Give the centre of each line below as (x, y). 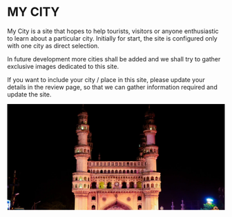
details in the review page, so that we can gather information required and (112, 87)
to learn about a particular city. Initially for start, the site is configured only (112, 38)
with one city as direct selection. (54, 45)
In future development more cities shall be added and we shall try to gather (114, 59)
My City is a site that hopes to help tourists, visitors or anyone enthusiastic (113, 31)
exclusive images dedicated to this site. (63, 66)
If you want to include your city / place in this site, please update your (106, 79)
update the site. (29, 94)
